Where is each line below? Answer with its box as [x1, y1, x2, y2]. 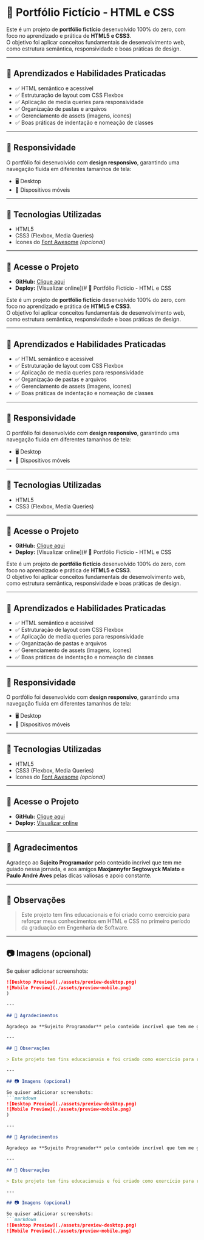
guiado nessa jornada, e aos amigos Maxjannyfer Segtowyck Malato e [6, 865, 185, 872]
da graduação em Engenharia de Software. [21, 924, 129, 931]
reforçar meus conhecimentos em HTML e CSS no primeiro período [21, 917, 191, 925]
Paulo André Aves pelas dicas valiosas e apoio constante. [6, 872, 152, 879]
